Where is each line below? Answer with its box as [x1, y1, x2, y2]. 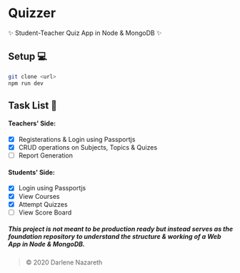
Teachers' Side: [8, 119, 56, 128]
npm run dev [8, 80, 44, 87]
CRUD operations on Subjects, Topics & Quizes [18, 143, 158, 152]
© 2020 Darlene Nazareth [25, 258, 103, 267]
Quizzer [8, 5, 56, 21]
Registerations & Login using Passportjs [18, 135, 136, 144]
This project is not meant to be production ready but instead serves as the [8, 225, 234, 233]
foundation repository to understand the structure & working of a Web [8, 232, 221, 241]
